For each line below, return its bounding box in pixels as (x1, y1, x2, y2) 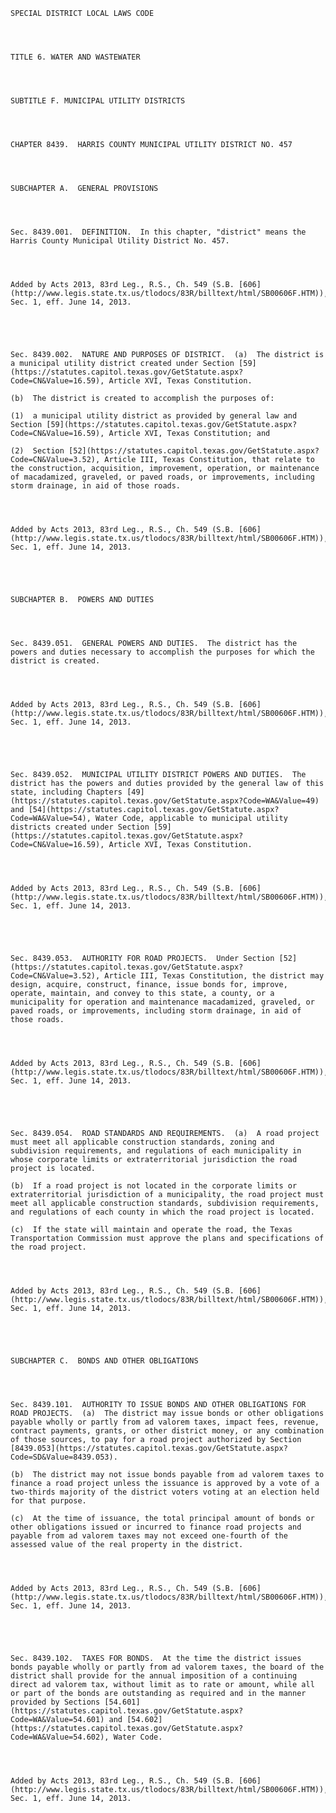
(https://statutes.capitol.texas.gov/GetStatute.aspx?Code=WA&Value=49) (10, 796, 320, 806)
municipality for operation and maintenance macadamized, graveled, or (10, 997, 315, 1007)
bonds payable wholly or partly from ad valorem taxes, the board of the (10, 1662, 325, 1672)
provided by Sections (10, 1697, 101, 1707)
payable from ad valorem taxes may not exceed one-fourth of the (10, 1531, 288, 1541)
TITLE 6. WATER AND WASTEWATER (10, 52, 141, 62)
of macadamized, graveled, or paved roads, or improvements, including (10, 472, 315, 482)
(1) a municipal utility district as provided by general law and (10, 411, 298, 421)
